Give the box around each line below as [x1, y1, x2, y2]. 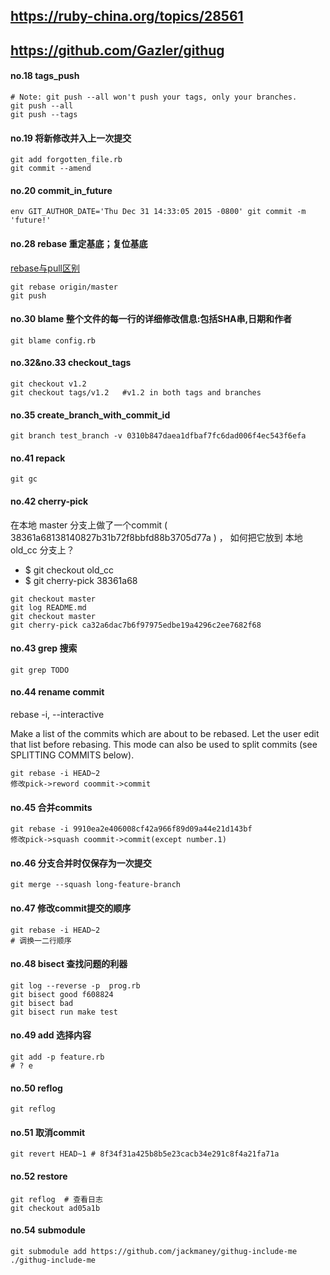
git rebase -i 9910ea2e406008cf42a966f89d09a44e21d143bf [10, 824, 253, 834]
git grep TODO [10, 665, 70, 675]
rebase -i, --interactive [10, 709, 105, 721]
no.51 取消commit [10, 1126, 86, 1138]
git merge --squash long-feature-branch [10, 880, 182, 890]
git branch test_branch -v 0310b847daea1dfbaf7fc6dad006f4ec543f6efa [10, 431, 307, 441]
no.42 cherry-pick [10, 495, 88, 507]
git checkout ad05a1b [10, 1203, 101, 1213]
